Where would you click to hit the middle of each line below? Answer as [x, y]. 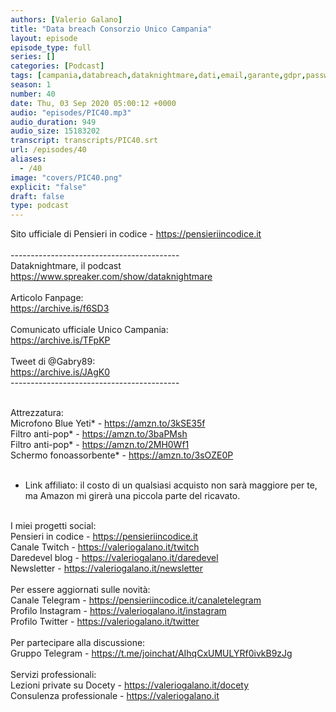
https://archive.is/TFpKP [60, 340]
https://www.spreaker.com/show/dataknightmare [111, 277]
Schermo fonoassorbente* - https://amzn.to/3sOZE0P [122, 455]
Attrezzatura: [37, 413]
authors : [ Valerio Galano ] [66, 19]
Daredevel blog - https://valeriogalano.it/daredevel [114, 558]
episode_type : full [51, 47]
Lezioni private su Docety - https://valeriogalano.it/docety [130, 685]
